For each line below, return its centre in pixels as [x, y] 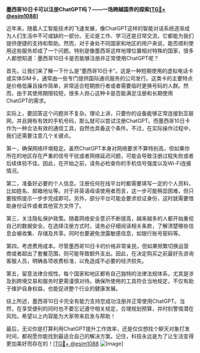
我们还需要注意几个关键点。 [40, 136]
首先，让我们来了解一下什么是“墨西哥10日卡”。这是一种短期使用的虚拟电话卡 [100, 71]
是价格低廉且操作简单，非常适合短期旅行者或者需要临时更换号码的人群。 [95, 86]
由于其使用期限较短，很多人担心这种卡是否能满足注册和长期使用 [95, 93]
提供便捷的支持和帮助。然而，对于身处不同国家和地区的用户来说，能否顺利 [97, 43]
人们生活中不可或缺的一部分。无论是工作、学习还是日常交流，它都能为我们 [102, 36]
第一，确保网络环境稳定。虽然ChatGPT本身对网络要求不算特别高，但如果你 [98, 148]
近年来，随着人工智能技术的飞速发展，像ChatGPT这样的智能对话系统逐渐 [96, 28]
